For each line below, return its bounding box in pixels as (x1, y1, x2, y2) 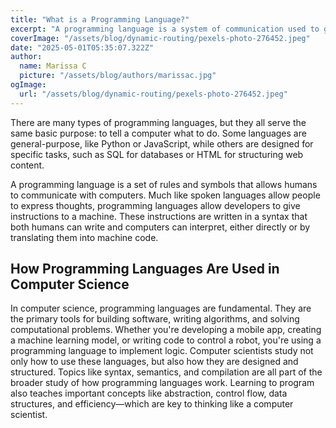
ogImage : (10, 80, 47, 90)
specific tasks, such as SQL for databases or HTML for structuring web (10, 148, 304, 160)
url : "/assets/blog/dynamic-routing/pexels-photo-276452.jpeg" (19, 89, 288, 99)
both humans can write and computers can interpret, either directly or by (10, 221, 311, 233)
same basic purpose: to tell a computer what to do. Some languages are (10, 127, 307, 139)
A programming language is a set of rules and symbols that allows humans (10, 178, 318, 190)
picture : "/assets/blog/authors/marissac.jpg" (19, 71, 217, 81)
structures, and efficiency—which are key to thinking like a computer (10, 398, 294, 410)
